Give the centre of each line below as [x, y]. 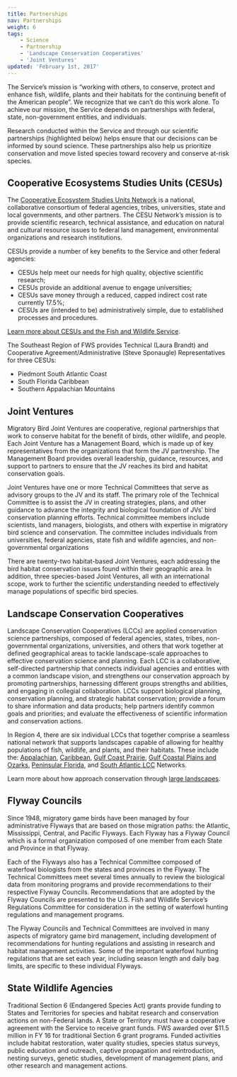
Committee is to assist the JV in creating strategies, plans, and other [107, 502]
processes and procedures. [58, 318]
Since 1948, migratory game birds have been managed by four [98, 818]
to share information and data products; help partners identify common [111, 706]
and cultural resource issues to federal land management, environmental [113, 230]
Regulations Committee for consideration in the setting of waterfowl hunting [118, 907]
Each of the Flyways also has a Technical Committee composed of [104, 862]
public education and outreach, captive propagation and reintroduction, [111, 1050]
